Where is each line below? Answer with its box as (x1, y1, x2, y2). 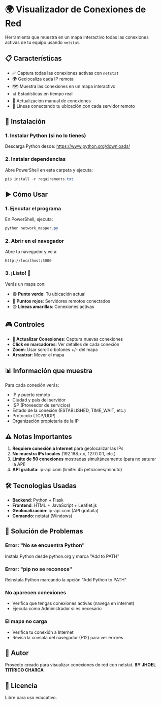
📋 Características (5, 54, 62, 63)
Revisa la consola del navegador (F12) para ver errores (12, 634, 124, 640)
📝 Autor (5, 649, 29, 657)
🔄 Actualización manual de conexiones (12, 97, 91, 104)
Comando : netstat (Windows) (12, 513, 73, 519)
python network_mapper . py (5, 226, 58, 231)
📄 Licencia (5, 681, 38, 690)
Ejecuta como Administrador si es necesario (12, 606, 102, 612)
